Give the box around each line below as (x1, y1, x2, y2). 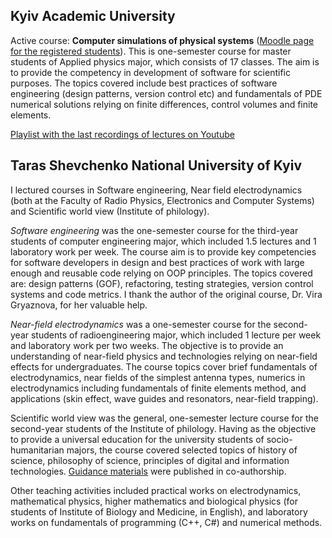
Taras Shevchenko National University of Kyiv (10, 157, 303, 174)
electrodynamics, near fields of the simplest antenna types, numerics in (10, 371, 306, 383)
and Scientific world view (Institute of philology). (10, 205, 210, 217)
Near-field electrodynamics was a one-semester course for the (10, 318, 272, 330)
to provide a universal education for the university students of (10, 433, 265, 445)
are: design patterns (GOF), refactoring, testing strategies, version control (10, 277, 314, 289)
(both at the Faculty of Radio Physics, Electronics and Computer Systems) (10, 194, 315, 206)
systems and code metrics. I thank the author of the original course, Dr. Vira (10, 288, 323, 300)
